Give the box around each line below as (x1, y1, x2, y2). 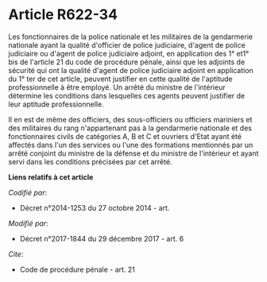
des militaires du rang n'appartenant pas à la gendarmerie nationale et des (8, 123, 253, 133)
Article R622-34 (8, 6, 118, 24)
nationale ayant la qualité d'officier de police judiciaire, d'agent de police (8, 40, 246, 49)
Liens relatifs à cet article (8, 172, 94, 182)
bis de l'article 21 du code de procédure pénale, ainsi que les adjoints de (8, 57, 246, 67)
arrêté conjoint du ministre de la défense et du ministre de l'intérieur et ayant (8, 149, 259, 158)
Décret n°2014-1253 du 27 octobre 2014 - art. (19, 203, 170, 212)
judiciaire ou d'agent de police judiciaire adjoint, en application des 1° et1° (8, 48, 250, 58)
